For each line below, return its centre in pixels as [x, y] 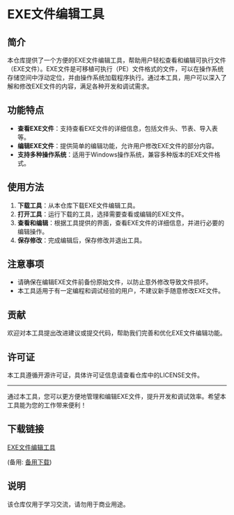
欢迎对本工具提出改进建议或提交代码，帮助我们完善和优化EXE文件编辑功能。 [117, 333]
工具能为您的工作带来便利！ [47, 405]
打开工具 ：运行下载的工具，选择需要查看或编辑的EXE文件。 [102, 214]
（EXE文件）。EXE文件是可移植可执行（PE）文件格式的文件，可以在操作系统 [116, 69]
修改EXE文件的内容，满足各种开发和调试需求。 [86, 86]
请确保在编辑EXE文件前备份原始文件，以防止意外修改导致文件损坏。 [115, 282]
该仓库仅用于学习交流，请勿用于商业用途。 [68, 504]
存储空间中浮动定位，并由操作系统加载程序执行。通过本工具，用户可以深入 [114, 78]
